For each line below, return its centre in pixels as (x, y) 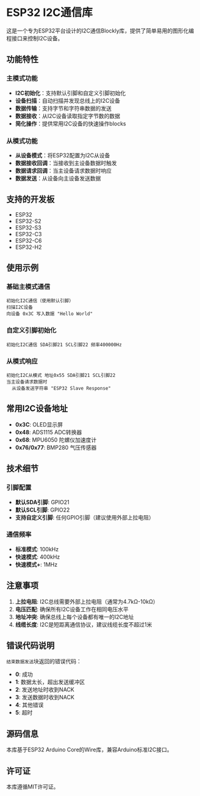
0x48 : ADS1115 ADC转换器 (48, 432)
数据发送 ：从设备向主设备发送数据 (58, 178)
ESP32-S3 (28, 228)
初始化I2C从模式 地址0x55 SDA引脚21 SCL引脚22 (61, 376)
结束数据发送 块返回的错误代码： (44, 661)
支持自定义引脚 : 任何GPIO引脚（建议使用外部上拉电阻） (84, 517)
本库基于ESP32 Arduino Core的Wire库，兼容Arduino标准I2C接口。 (89, 750)
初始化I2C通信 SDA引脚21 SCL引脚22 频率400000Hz (64, 344)
